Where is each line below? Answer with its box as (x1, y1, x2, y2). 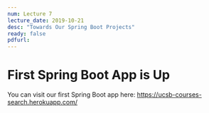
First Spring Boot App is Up (7, 67, 171, 83)
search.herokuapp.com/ (7, 98, 78, 107)
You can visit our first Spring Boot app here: (7, 90, 136, 99)
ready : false (7, 30, 46, 37)
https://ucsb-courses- (136, 90, 203, 99)
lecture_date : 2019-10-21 (7, 17, 84, 24)
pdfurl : (7, 37, 31, 44)
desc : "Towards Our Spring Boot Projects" (7, 23, 135, 30)
